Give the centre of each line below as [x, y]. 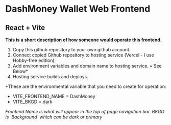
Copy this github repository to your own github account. [71, 50]
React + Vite [25, 28]
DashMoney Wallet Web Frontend [78, 9]
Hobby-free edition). [34, 60]
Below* [20, 71]
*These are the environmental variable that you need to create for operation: [86, 86]
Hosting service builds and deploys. [50, 76]
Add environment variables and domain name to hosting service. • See [87, 66]
